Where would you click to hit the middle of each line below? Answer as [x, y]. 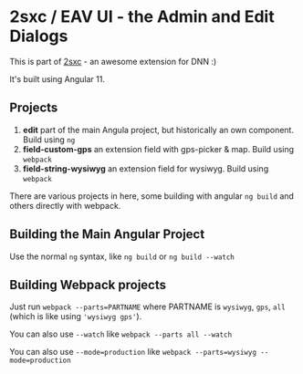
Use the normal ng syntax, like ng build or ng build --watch [122, 256]
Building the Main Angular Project [107, 234]
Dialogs [39, 36]
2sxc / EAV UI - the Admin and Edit [142, 17]
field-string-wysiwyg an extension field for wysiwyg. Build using [146, 168]
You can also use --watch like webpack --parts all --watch [121, 334]
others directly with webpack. [65, 205]
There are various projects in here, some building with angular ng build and [152, 196]
